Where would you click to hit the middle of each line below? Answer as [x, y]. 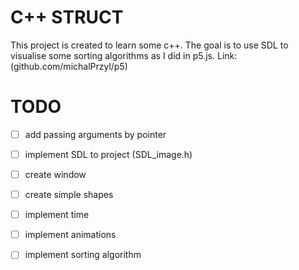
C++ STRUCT [67, 17]
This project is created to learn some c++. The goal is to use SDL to [149, 45]
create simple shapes [69, 195]
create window [55, 174]
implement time [57, 215]
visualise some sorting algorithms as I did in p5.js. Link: [124, 55]
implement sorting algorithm [83, 255]
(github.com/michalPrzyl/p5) [69, 66]
